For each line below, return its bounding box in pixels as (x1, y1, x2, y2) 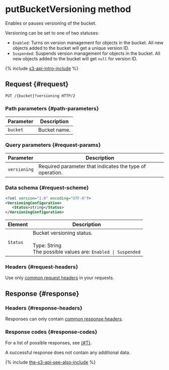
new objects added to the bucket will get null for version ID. (12, 55, 137, 61)
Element (8, 221, 28, 228)
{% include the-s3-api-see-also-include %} (5, 359, 96, 365)
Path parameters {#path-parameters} (5, 105, 99, 112)
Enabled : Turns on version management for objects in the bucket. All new (12, 39, 163, 46)
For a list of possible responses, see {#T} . (5, 340, 92, 346)
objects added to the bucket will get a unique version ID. (12, 45, 129, 51)
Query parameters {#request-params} (5, 141, 101, 148)
